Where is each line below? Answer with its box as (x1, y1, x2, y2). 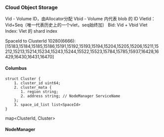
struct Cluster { (5, 76, 41, 81)
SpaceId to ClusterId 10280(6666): (5, 38, 76, 44)
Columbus (5, 65, 27, 71)
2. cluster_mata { (14, 85, 52, 90)
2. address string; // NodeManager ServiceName (20, 93, 121, 98)
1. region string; (20, 89, 58, 94)
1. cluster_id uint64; (14, 81, 61, 86)
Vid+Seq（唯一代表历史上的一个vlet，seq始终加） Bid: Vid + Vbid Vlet (5, 22, 148, 28)
